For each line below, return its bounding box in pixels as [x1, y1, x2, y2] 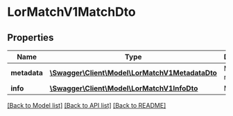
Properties [7, 32, 54, 43]
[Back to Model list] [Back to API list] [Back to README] [7, 101, 166, 109]
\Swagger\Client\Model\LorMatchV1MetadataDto [49, 68, 217, 77]
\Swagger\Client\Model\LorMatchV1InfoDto [49, 84, 198, 93]
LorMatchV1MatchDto [7, 4, 137, 20]
